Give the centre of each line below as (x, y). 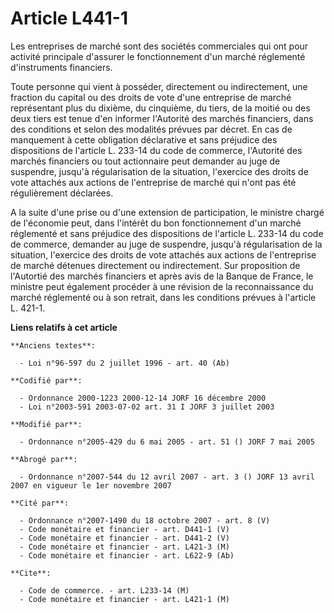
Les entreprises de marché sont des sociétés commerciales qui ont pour (159, 46)
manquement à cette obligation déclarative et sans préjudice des (144, 139)
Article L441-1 (69, 18)
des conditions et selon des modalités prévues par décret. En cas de (151, 129)
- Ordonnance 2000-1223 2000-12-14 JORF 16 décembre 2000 (143, 398)
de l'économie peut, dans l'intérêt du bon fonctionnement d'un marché (156, 223)
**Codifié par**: (46, 380)
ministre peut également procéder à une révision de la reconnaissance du (162, 286)
